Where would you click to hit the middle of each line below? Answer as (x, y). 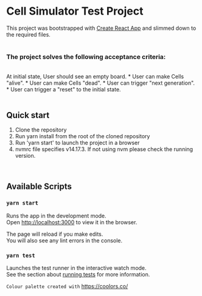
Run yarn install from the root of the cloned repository (82, 136)
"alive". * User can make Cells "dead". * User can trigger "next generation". (101, 83)
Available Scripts (39, 187)
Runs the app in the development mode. (56, 216)
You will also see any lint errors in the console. (64, 240)
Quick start (28, 115)
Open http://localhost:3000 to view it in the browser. (72, 222)
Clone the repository (41, 130)
